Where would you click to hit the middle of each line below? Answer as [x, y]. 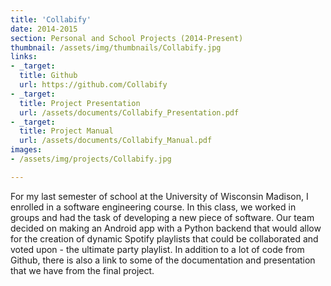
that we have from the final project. [82, 270]
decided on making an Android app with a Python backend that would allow [166, 228]
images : [26, 150]
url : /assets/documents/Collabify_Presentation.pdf [129, 112]
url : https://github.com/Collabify [93, 85]
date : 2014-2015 [44, 29]
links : [24, 57]
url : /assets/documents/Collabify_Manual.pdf [116, 141]
